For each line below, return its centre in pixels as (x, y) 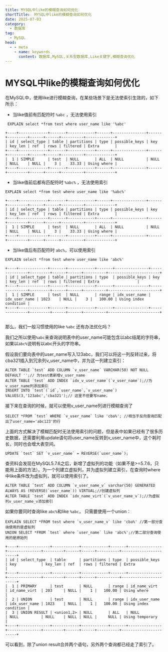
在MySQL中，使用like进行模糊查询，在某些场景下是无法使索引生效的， (77, 98)
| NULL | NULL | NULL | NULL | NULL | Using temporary (81, 617)
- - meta (19, 47)
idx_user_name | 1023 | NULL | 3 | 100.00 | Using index (74, 299)
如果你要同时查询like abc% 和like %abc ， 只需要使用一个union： (68, 511)
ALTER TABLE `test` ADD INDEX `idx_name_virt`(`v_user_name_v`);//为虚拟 (82, 496)
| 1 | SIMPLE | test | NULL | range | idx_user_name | (78, 295)
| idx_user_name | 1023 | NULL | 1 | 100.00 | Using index (77, 604)
